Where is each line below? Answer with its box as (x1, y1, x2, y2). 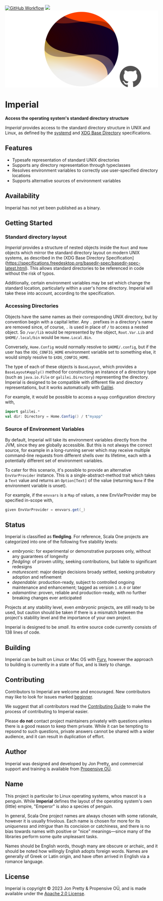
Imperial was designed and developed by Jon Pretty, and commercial (5, 761, 144, 766)
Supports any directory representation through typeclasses (12, 162, 131, 168)
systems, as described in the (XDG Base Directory (5, 255, 105, 261)
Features (5, 144, 33, 152)
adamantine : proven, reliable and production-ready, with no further (12, 590, 147, 596)
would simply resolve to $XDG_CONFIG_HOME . (5, 354, 90, 360)
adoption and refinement (12, 574, 62, 580)
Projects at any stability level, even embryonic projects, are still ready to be (5, 604, 155, 610)
